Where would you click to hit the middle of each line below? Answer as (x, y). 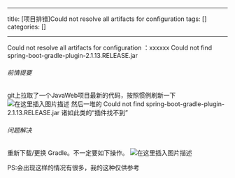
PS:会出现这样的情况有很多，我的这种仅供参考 (73, 168)
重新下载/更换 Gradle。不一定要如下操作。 (68, 153)
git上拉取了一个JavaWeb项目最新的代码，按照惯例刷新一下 (92, 96)
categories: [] (27, 27)
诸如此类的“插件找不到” (94, 113)
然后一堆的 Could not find (108, 104)
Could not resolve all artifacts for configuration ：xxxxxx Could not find (109, 47)
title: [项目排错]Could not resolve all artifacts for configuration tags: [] (107, 19)
